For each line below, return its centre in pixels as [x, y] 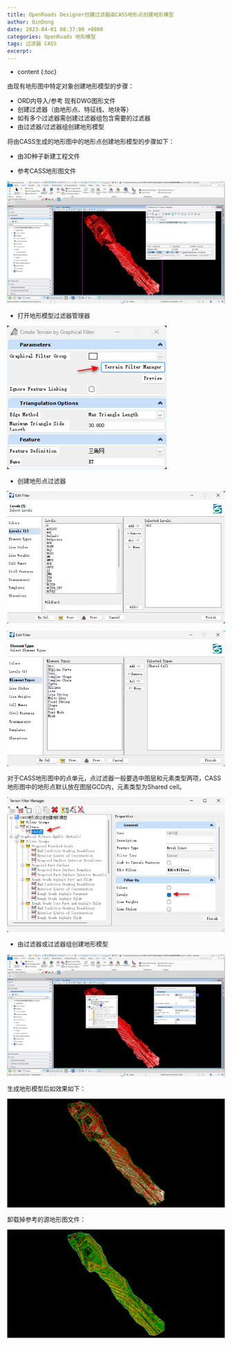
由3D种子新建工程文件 [49, 156]
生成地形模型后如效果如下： [47, 1089]
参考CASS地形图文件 [47, 171]
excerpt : [20, 51]
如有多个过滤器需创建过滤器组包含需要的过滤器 [84, 118]
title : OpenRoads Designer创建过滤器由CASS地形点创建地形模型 [90, 15]
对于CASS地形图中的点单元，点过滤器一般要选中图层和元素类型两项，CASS [114, 778]
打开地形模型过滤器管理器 [54, 316]
